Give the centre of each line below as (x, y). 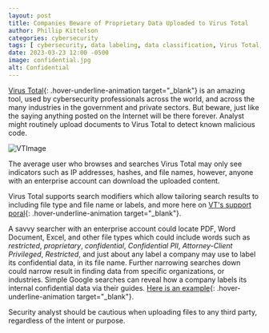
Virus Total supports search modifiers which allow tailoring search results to (133, 196)
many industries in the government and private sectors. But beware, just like (134, 107)
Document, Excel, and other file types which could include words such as (129, 237)
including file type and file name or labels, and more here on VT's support (130, 204)
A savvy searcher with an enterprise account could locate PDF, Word (122, 228)
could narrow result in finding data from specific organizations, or (116, 271)
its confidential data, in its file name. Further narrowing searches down (124, 262)
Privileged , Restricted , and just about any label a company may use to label (132, 254)
